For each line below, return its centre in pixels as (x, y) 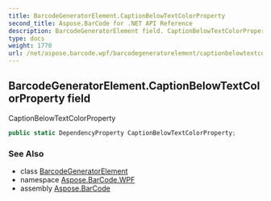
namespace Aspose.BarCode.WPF (77, 179)
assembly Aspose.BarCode (65, 188)
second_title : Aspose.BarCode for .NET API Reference (101, 23)
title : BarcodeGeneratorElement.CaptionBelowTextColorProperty (117, 16)
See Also (26, 153)
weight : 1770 (30, 46)
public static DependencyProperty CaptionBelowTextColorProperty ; (122, 133)
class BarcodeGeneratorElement (74, 171)
